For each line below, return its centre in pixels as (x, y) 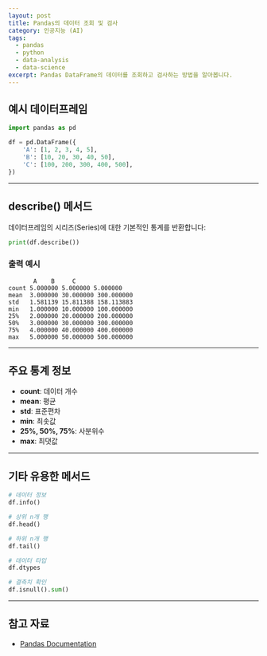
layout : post (30, 16)
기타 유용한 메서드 (49, 476)
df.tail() (25, 546)
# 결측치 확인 (27, 583)
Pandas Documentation (58, 643)
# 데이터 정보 (27, 495)
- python (30, 53)
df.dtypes (25, 568)
